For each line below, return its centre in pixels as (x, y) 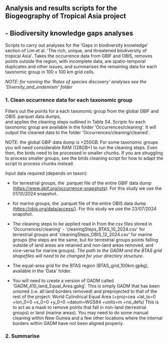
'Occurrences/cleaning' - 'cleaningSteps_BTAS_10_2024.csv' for (79, 229)
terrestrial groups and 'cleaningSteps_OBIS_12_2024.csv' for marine (82, 234)
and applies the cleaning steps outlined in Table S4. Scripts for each (75, 122)
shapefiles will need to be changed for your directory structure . (78, 256)
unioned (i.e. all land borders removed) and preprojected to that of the (85, 291)
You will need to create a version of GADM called (63, 280)
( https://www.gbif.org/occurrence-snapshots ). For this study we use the (87, 188)
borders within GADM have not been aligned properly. (68, 323)
